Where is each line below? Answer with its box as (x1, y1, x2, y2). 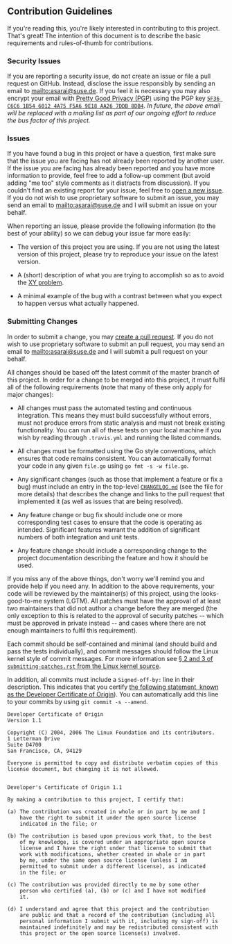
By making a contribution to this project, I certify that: (7, 796, 185, 803)
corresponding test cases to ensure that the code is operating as (17, 518, 202, 526)
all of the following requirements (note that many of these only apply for (7, 382, 213, 391)
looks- (200, 589, 220, 597)
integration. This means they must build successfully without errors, (17, 411, 211, 419)
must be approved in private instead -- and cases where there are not (7, 619, 206, 627)
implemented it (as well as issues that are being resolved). (17, 497, 184, 505)
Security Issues (7, 56, 61, 65)
